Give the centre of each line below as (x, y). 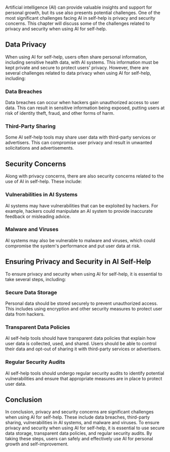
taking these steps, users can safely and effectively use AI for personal (79, 439)
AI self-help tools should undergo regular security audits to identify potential (85, 373)
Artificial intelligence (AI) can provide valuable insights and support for (79, 7)
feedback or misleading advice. (38, 216)
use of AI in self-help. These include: (44, 182)
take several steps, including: (36, 279)
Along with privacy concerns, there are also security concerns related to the (85, 176)
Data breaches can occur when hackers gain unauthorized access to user (82, 103)
